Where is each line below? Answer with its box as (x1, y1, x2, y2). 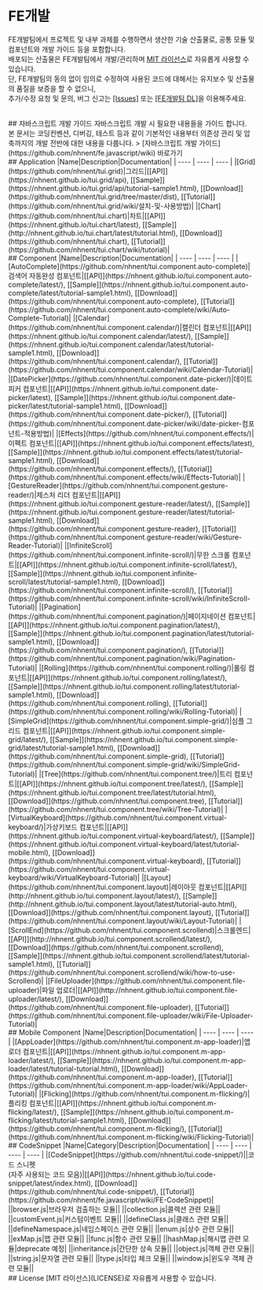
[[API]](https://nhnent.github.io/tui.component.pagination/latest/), (8, 620, 221, 630)
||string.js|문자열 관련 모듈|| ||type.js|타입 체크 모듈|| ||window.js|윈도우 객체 (8, 1253, 245, 1262)
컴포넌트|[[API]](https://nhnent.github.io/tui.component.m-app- (22, 1046, 226, 1056)
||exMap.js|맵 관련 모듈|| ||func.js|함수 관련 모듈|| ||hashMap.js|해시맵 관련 (8, 1233, 241, 1243)
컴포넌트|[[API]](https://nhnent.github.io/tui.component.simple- (22, 726, 226, 735)
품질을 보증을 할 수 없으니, (16, 83, 97, 93)
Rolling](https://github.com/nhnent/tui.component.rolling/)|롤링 (43, 663, 247, 672)
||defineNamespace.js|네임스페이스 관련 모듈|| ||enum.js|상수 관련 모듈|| (8, 1224, 234, 1233)
